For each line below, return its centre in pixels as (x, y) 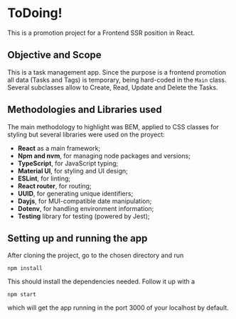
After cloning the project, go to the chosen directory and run (96, 255)
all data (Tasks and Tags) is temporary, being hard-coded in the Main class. (117, 80)
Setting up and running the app (77, 238)
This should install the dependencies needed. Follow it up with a (101, 281)
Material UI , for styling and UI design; (73, 171)
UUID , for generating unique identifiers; (75, 193)
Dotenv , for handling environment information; (86, 208)
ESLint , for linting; (44, 178)
